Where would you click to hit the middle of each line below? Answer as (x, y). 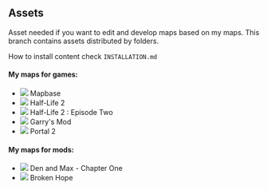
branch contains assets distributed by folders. (84, 41)
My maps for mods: (41, 149)
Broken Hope (51, 178)
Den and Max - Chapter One (77, 168)
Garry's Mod (51, 122)
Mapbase (45, 93)
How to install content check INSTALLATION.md (83, 56)
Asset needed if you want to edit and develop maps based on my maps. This (134, 32)
